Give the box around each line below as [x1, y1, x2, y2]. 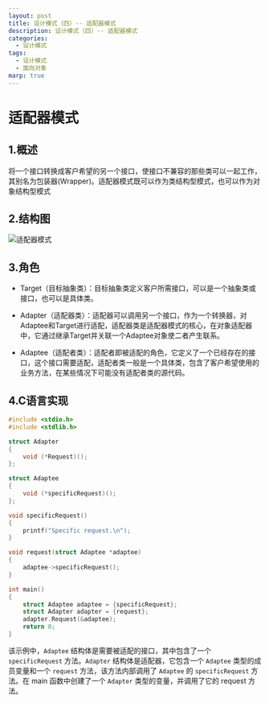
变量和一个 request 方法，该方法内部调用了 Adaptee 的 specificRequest [14, 665, 250, 676]
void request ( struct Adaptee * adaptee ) [8, 549, 142, 557]
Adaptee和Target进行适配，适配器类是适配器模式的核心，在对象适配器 [19, 321, 253, 331]
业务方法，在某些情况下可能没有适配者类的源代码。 [19, 368, 190, 378]
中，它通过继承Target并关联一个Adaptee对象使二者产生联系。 [19, 331, 225, 340]
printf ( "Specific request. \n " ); [22, 526, 131, 535]
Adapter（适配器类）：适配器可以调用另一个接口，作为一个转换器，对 [19, 310, 247, 320]
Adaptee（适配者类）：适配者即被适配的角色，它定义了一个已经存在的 [19, 347, 249, 358]
